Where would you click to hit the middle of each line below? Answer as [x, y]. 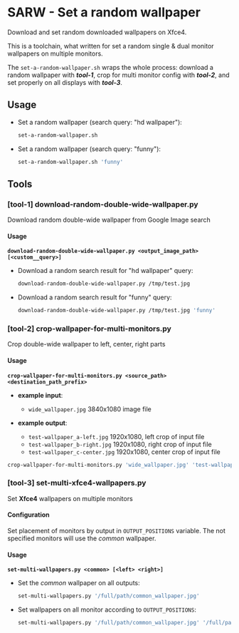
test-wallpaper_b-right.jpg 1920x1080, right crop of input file [120, 444]
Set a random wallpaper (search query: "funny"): [89, 149]
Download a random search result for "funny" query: [95, 297]
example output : [42, 423]
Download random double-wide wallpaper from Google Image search [109, 220]
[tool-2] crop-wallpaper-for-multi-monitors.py [90, 329]
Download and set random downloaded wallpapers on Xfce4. [97, 32]
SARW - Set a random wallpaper [104, 12]
